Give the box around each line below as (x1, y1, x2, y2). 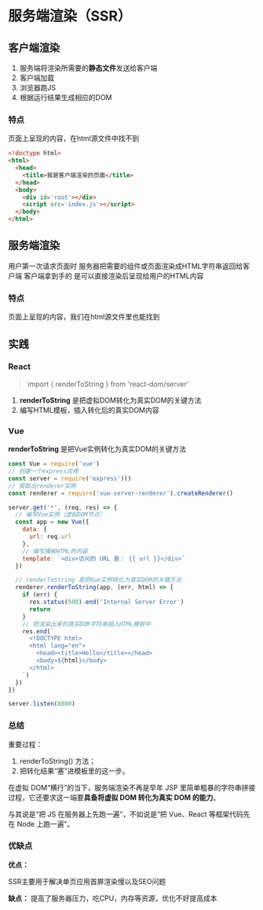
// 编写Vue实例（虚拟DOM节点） (15, 510, 106, 519)
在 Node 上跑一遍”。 (8, 819, 75, 828)
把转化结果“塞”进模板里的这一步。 (19, 766, 130, 776)
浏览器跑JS (19, 83, 57, 92)
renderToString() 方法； (19, 756, 97, 765)
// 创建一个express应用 (8, 467, 79, 476)
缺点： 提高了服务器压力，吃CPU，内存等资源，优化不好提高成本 (8, 893, 217, 903)
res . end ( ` (22, 627, 55, 636)
